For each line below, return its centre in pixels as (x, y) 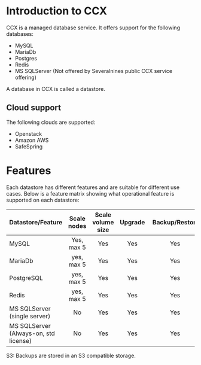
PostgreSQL (26, 278)
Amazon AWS (32, 140)
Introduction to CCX (57, 11)
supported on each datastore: (43, 200)
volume (103, 222)
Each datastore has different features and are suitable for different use (93, 187)
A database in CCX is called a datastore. (56, 89)
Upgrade (132, 222)
